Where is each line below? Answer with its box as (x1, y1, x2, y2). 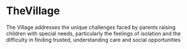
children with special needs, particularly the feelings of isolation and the (6, 30, 181, 37)
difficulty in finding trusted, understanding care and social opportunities (6, 36, 181, 43)
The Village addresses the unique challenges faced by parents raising (6, 24, 176, 31)
